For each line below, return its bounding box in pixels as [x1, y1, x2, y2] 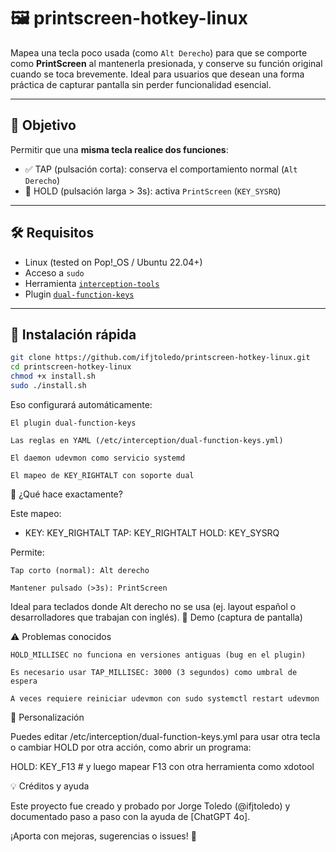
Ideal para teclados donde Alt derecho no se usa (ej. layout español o [10, 600, 297, 612]
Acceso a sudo [24, 266, 85, 279]
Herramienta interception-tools [24, 277, 160, 289]
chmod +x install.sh [10, 371, 97, 382]
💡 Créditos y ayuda [10, 780, 90, 792]
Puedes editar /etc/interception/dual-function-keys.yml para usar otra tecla [10, 730, 321, 742]
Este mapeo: [10, 507, 62, 519]
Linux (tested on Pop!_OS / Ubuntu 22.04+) [24, 256, 203, 268]
